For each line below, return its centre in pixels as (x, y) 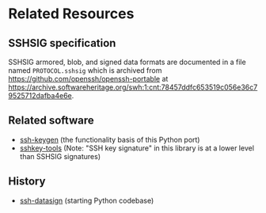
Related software (51, 121)
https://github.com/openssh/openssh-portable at (88, 79)
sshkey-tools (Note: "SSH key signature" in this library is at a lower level (137, 148)
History (27, 182)
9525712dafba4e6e (40, 95)
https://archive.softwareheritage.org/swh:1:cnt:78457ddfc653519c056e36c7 (133, 87)
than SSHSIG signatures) (60, 156)
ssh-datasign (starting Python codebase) (87, 200)
